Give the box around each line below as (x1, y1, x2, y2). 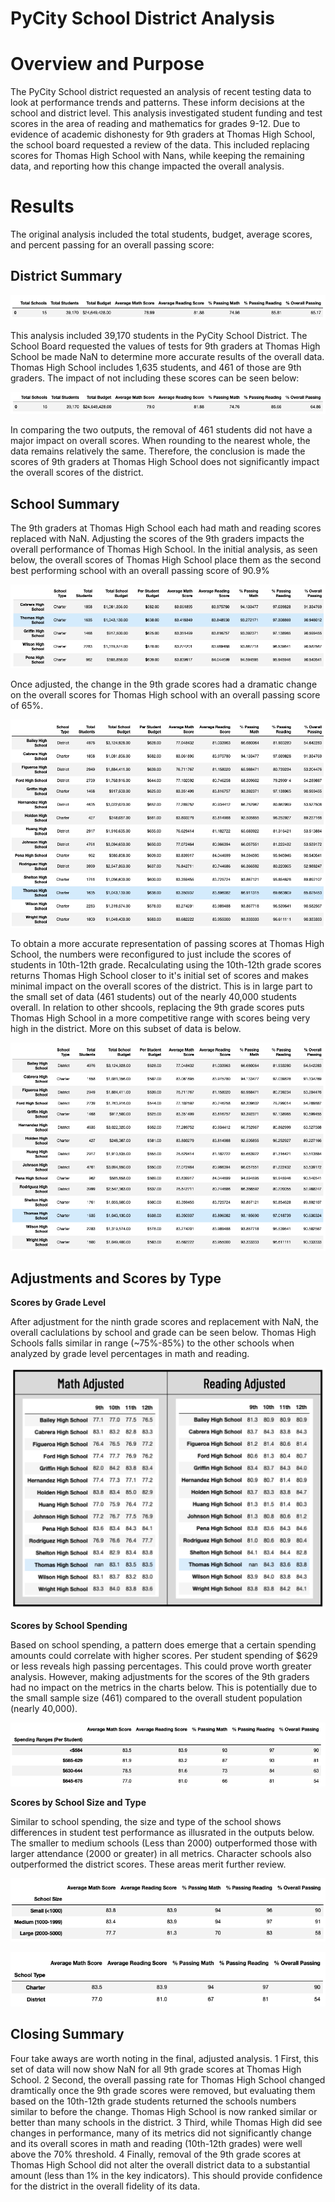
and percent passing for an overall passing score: (10, 239, 215, 251)
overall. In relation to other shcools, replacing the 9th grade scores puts (10, 1002, 305, 1014)
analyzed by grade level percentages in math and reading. (10, 1348, 250, 1360)
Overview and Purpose (10, 53, 205, 76)
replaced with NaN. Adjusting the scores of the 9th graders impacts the (10, 532, 305, 544)
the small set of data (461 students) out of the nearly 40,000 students (10, 991, 297, 1003)
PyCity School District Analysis (10, 7, 275, 30)
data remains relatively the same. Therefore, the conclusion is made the (10, 445, 306, 457)
